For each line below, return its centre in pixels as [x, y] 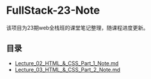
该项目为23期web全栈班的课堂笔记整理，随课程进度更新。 [78, 28]
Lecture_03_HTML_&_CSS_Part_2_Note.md [67, 69]
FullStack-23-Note [53, 10]
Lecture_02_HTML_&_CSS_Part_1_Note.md [67, 63]
